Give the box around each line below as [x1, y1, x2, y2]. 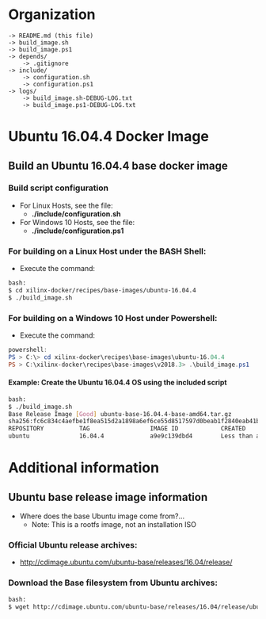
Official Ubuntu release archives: [8, 540, 138, 551]
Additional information [8, 459, 160, 477]
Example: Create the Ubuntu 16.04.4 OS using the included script [8, 378, 227, 388]
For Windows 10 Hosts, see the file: [19, 217, 135, 227]
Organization [8, 6, 96, 24]
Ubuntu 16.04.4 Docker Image [8, 128, 210, 146]
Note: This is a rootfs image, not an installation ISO [31, 520, 196, 529]
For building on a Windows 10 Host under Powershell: [8, 312, 218, 323]
